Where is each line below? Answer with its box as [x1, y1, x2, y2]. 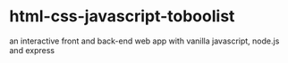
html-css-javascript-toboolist [9, 6, 235, 27]
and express [9, 44, 55, 55]
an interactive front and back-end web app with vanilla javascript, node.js [9, 35, 280, 46]
